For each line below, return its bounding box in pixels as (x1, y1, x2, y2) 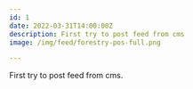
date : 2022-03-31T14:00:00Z (9, 21, 114, 30)
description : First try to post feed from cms (9, 29, 185, 38)
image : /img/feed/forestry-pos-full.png (9, 37, 162, 47)
